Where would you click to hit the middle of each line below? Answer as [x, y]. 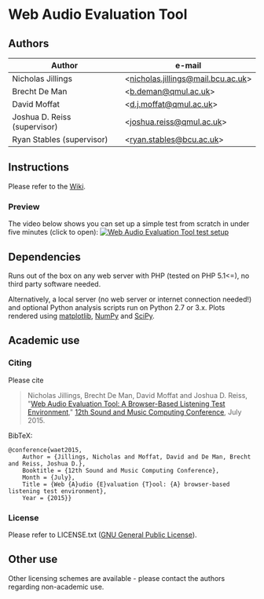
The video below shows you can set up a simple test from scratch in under [129, 224]
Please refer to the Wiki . [47, 186]
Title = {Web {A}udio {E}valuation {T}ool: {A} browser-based [126, 484]
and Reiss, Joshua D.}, [47, 464]
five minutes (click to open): [53, 232]
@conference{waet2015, [45, 450]
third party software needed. [55, 283]
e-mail [189, 66]
